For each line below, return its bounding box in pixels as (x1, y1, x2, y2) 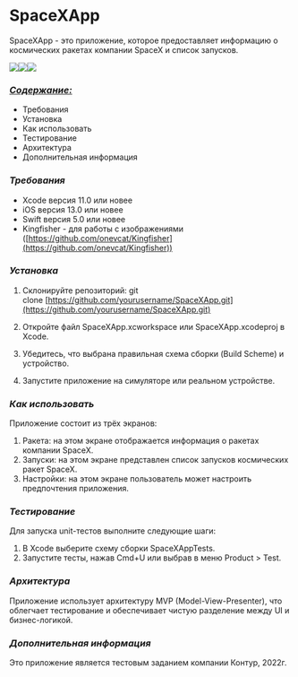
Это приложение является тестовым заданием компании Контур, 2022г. (9, 657, 287, 668)
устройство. (21, 358, 70, 369)
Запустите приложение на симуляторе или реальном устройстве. (21, 375, 276, 386)
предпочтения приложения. (21, 483, 130, 494)
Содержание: (9, 83, 73, 96)
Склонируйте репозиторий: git (21, 284, 139, 296)
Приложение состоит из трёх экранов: (9, 418, 158, 429)
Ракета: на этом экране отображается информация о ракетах (21, 436, 260, 447)
